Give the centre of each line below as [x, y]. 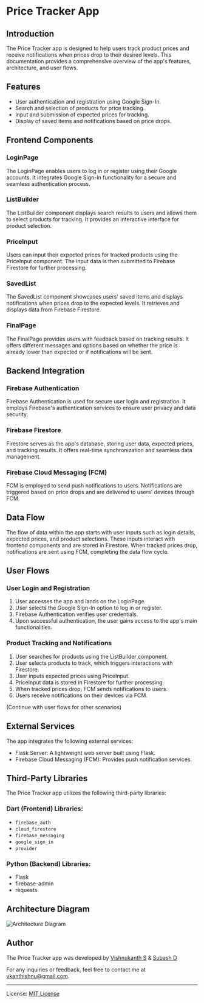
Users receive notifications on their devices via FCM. [81, 695]
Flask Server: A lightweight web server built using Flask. [85, 753]
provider [26, 848]
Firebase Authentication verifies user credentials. [76, 614]
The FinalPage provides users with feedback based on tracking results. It [98, 339]
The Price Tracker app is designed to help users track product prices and [98, 48]
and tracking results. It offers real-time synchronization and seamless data [99, 450]
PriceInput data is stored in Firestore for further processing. [90, 682]
